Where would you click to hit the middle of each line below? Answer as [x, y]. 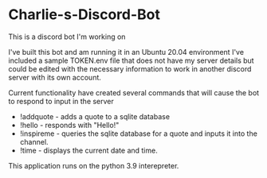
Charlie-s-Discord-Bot [84, 15]
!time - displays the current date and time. [88, 150]
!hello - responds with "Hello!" [69, 125]
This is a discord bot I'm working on [67, 37]
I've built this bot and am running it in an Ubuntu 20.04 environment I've [126, 52]
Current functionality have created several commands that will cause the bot [134, 92]
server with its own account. [55, 77]
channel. [34, 141]
